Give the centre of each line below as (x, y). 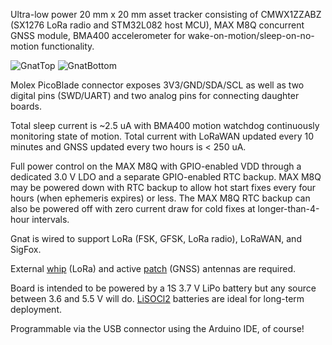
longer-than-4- (288, 208)
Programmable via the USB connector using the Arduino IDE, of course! (157, 328)
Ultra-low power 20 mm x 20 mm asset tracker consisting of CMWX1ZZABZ (166, 14)
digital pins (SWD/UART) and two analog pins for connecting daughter (155, 95)
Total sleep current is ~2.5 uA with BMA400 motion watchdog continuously (165, 125)
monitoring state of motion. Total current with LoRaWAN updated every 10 (162, 136)
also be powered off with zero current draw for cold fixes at (133, 208)
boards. (26, 106)
